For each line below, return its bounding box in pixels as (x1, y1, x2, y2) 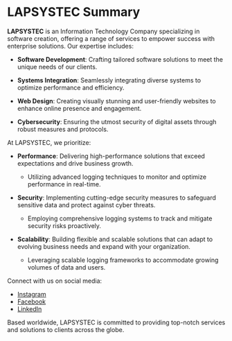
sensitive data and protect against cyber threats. (17, 200, 156, 209)
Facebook (17, 297, 46, 306)
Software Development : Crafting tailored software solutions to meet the (17, 55, 224, 63)
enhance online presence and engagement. (17, 104, 142, 112)
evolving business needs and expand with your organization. (17, 242, 190, 250)
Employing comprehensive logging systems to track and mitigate (27, 214, 213, 222)
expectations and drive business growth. (17, 159, 134, 167)
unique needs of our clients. (17, 62, 98, 71)
